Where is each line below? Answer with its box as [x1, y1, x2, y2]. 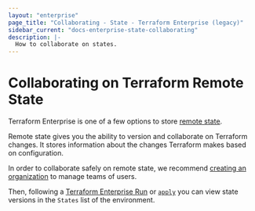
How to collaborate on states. [15, 41, 118, 48]
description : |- [8, 33, 61, 41]
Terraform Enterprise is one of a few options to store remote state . [8, 116, 223, 126]
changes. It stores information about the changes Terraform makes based [8, 140, 247, 149]
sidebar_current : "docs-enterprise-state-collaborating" [8, 26, 199, 34]
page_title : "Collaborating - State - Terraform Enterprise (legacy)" [8, 19, 244, 27]
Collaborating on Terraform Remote [8, 74, 244, 92]
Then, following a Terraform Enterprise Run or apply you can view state [8, 187, 239, 196]
